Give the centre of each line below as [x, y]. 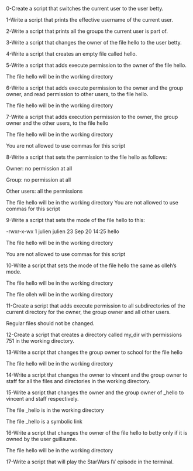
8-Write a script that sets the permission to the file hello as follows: [87, 157]
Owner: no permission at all [39, 168]
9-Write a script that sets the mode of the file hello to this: [75, 220]
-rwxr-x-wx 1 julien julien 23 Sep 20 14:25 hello [63, 231]
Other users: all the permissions [44, 191]
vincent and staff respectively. [42, 399]
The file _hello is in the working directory [55, 410]
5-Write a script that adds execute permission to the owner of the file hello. [96, 65]
